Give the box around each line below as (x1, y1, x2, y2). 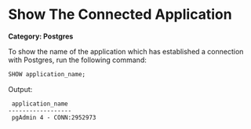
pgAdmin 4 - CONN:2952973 (11, 113, 96, 121)
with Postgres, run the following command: (8, 55, 147, 64)
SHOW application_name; (8, 70, 86, 78)
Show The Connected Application (8, 6, 233, 24)
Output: (8, 84, 33, 94)
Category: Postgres (8, 31, 74, 41)
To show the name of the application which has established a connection (8, 46, 244, 56)
